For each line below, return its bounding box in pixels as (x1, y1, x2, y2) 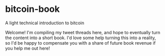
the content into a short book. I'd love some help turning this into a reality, (5, 35, 157, 41)
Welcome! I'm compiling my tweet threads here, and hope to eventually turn (5, 29, 161, 35)
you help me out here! (5, 45, 50, 51)
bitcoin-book (5, 3, 60, 15)
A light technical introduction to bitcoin (5, 20, 84, 26)
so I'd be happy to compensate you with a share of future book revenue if (5, 40, 156, 46)
